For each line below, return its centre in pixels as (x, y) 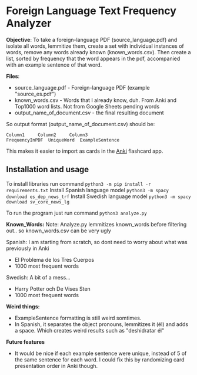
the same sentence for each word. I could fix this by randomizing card (99, 359)
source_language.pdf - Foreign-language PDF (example (82, 87)
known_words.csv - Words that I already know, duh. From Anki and (96, 100)
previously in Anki (28, 248)
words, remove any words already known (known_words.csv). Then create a (98, 52)
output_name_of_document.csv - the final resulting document (89, 113)
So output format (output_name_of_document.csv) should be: (81, 124)
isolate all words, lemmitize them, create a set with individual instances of (95, 46)
